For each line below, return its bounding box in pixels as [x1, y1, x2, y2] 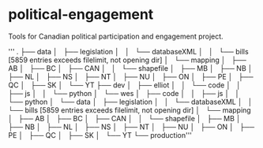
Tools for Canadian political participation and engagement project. [8, 31, 224, 41]
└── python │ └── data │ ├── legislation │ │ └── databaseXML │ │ [8, 97, 253, 106]
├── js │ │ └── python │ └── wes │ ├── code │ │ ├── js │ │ [8, 88, 240, 98]
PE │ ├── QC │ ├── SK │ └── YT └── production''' [8, 130, 192, 139]
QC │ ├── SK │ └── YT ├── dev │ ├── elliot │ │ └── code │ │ [8, 80, 242, 90]
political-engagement [8, 6, 154, 24]
